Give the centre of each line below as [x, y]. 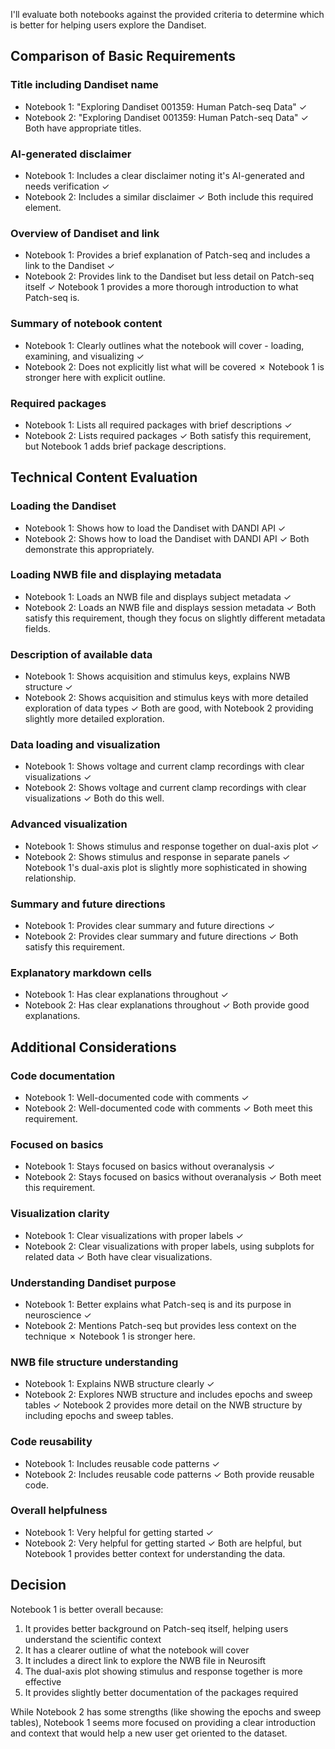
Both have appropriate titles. [83, 128]
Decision [38, 1585]
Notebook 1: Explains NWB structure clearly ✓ [119, 1384]
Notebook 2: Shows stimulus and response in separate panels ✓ [157, 856]
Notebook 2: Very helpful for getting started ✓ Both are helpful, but [163, 1543]
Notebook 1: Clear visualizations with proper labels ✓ [134, 1235]
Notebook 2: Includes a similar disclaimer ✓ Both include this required [169, 196]
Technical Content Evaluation [104, 477]
